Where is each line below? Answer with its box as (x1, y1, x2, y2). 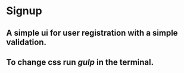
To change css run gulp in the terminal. (6, 57, 154, 67)
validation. (6, 37, 46, 47)
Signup (6, 4, 43, 18)
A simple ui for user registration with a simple (6, 28, 178, 38)
